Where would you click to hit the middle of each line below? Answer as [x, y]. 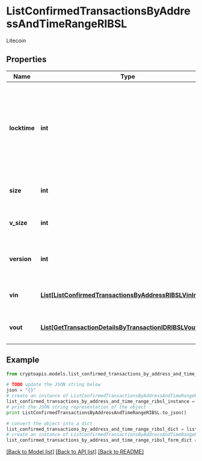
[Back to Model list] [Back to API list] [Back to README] [75, 452]
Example [23, 360]
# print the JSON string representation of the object [76, 407]
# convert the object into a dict [50, 423]
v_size [18, 223]
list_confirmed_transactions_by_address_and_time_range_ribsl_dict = [95, 429]
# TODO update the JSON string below [54, 385]
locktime [22, 128]
